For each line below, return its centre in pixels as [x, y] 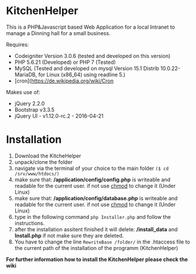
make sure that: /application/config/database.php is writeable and [96, 198]
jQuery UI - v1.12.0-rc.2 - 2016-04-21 [59, 116]
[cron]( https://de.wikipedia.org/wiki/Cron [64, 81]
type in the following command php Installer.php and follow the [92, 217]
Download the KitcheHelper [48, 156]
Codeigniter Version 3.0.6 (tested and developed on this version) [92, 56]
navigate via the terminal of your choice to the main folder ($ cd [92, 168]
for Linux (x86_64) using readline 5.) [82, 74]
